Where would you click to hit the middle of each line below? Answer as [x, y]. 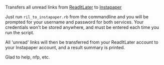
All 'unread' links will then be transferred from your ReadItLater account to [82, 42]
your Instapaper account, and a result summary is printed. [65, 47]
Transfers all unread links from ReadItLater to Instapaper [63, 7]
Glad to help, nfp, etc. [28, 57]
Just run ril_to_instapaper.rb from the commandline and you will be [77, 17]
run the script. [20, 32]
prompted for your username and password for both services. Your [74, 22]
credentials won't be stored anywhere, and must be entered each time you [82, 27]
